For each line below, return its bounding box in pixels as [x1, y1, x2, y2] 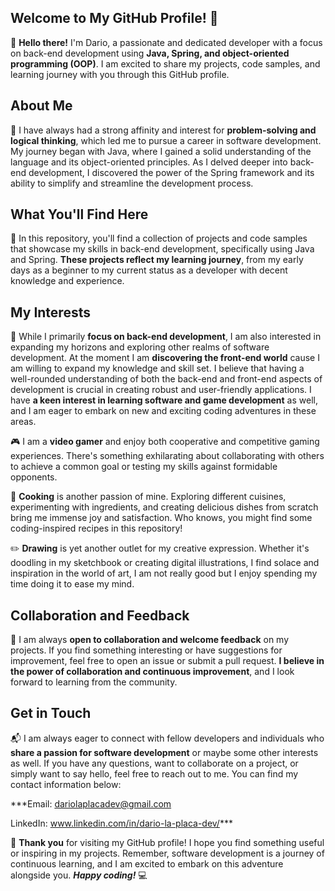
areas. [10, 416, 37, 428]
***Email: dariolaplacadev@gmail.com [10, 797, 172, 810]
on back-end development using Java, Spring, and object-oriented [10, 47, 290, 59]
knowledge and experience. [10, 275, 125, 287]
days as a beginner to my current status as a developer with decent [10, 264, 288, 276]
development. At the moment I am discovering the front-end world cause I [10, 352, 320, 364]
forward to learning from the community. [10, 676, 178, 688]
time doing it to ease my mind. [10, 578, 135, 590]
